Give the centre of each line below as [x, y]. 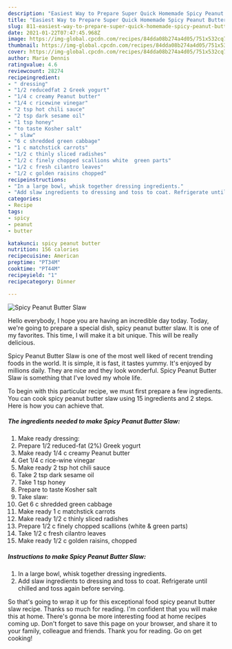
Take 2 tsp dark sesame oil [56, 475]
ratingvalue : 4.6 [33, 65]
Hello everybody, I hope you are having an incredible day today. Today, [108, 320]
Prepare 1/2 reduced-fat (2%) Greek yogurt [79, 446]
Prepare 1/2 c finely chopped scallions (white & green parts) [103, 526]
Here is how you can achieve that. [56, 406]
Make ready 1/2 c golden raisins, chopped [77, 541]
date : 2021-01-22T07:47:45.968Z [54, 33]
